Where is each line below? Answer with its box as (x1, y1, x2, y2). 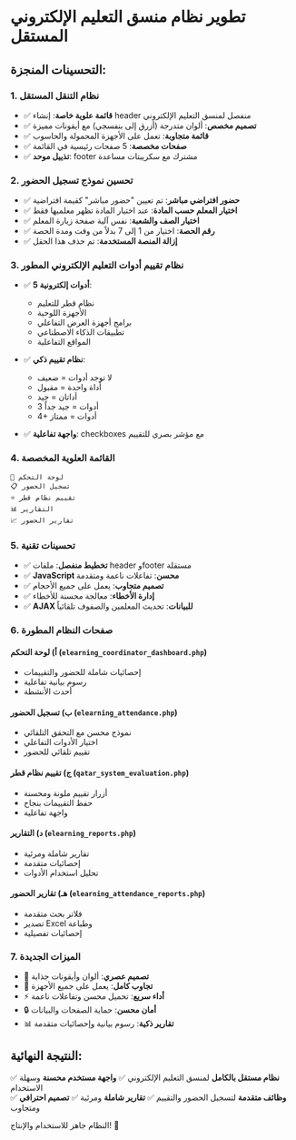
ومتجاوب (10, 1103, 40, 1114)
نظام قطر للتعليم (36, 298, 94, 308)
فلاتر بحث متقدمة (23, 908, 83, 919)
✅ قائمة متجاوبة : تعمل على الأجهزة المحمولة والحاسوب (23, 130, 210, 141)
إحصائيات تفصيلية (23, 928, 83, 938)
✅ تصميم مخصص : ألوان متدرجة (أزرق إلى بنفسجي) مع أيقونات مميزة (23, 120, 257, 131)
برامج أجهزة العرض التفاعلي (36, 317, 133, 328)
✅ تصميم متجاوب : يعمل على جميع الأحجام (23, 580, 164, 591)
